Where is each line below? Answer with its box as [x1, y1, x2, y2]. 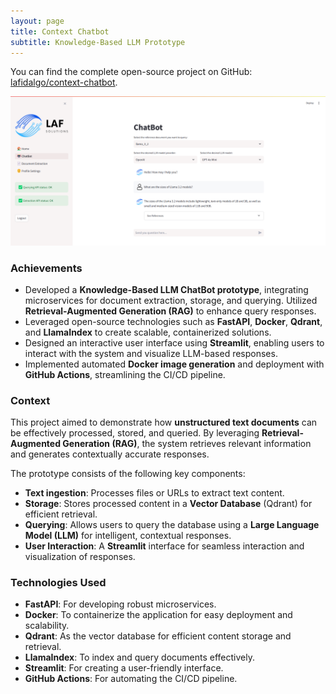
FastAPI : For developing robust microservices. [24, 598, 217, 610]
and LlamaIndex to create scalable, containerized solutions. [24, 326, 272, 338]
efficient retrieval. [24, 508, 98, 520]
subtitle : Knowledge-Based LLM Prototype [10, 37, 186, 47]
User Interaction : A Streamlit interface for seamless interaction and [24, 540, 305, 552]
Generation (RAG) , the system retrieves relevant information [62, 438, 312, 450]
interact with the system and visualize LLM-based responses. [24, 347, 278, 359]
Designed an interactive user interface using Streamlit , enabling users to [24, 336, 325, 349]
